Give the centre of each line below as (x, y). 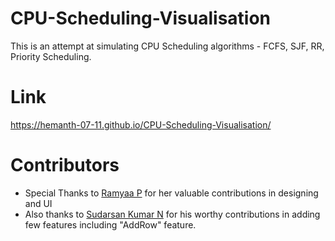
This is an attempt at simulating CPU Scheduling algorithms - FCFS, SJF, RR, (167, 46)
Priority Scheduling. (51, 56)
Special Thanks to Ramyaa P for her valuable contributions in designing (171, 193)
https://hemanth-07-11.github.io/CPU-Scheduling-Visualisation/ (141, 124)
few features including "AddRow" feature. (110, 224)
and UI (38, 203)
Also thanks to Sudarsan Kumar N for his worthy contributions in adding (172, 214)
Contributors (65, 165)
